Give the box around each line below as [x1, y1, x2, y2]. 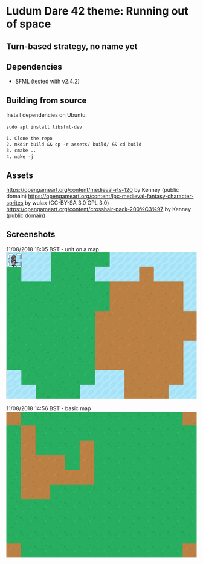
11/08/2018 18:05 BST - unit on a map [6, 245, 100, 252]
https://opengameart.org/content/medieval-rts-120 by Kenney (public [6, 186, 179, 194]
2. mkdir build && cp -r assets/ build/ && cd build [6, 142, 142, 148]
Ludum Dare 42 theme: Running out [6, 4, 188, 18]
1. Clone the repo [6, 136, 53, 142]
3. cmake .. [6, 148, 36, 154]
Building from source [6, 95, 87, 105]
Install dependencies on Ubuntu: [6, 111, 88, 119]
